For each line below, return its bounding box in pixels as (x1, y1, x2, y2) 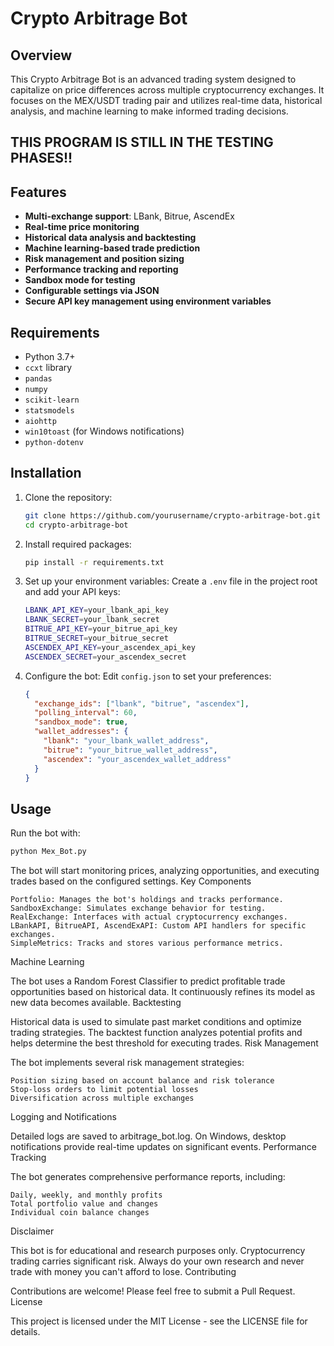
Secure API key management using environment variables (24, 295, 272, 307)
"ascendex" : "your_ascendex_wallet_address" (43, 754, 232, 764)
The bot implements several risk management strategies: (10, 1057, 245, 1069)
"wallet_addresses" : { (34, 727, 129, 737)
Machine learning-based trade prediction (24, 242, 201, 254)
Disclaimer (10, 1225, 55, 1237)
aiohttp (24, 417, 57, 427)
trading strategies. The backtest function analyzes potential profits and (10, 1027, 303, 1039)
